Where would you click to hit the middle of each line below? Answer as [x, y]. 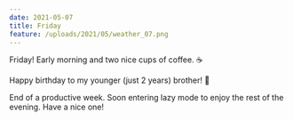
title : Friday [36, 26]
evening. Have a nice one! [57, 107]
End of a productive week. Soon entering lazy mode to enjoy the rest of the [146, 98]
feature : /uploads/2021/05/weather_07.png [89, 34]
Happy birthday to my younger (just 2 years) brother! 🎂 [110, 80]
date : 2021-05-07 [41, 17]
